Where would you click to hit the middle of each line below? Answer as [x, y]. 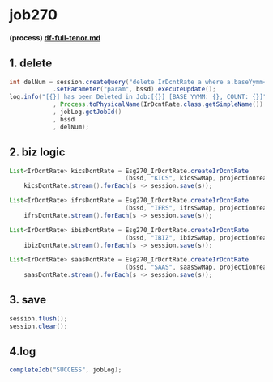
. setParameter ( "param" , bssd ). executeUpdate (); [134, 89]
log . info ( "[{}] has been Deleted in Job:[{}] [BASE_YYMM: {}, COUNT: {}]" [138, 97]
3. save [28, 300]
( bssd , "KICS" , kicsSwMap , [171, 178]
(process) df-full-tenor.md [55, 37]
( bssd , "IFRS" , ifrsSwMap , [171, 208]
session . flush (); [38, 318]
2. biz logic [37, 153]
